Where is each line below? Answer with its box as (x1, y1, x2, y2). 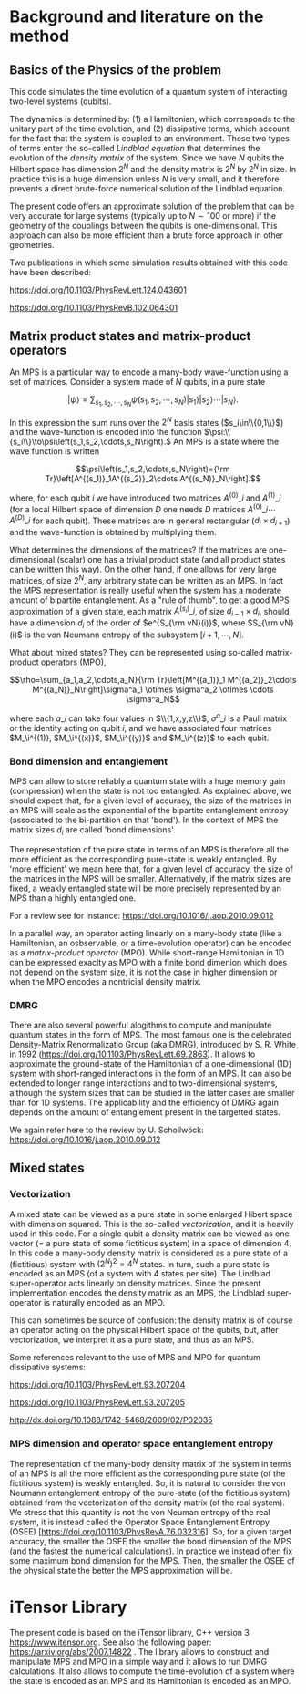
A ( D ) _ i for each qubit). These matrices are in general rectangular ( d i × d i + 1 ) (9, 513, 291, 528)
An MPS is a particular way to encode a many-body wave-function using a (9, 367, 289, 377)
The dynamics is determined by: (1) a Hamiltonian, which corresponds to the (9, 114, 296, 124)
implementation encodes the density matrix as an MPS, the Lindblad (9, 1287, 266, 1298)
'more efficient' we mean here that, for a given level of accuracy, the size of (9, 863, 293, 874)
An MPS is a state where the (172, 436, 280, 448)
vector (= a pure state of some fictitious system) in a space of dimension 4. (9, 1237, 291, 1248)
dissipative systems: (9, 1361, 87, 1373)
